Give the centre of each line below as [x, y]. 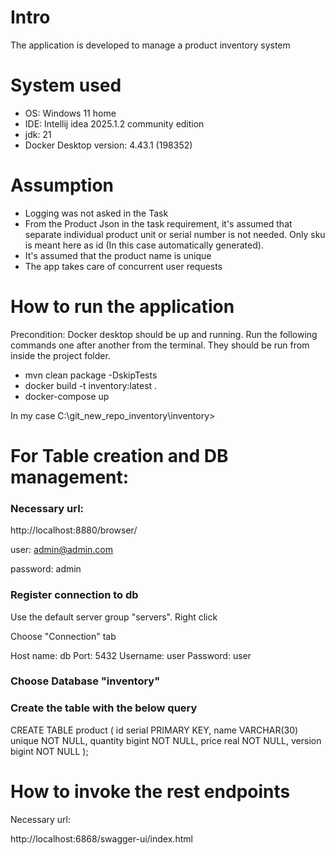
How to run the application [122, 307]
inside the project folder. [60, 355]
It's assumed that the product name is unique [118, 255]
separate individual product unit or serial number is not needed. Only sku [175, 234]
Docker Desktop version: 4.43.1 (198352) [108, 145]
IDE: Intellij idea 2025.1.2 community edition [114, 123]
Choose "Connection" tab [63, 636]
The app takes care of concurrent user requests [123, 266]
